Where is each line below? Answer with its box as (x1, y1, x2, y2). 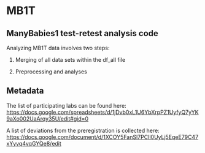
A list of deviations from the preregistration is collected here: (6, 127, 160, 134)
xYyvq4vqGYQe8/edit (6, 140, 61, 147)
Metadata (6, 86, 44, 96)
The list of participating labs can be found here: (6, 102, 127, 109)
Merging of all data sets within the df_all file (15, 56, 126, 63)
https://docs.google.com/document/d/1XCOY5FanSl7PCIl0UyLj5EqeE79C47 (6, 133, 199, 141)
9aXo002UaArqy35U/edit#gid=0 (6, 114, 89, 122)
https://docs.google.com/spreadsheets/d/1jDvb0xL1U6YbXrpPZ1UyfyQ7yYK (6, 108, 199, 116)
